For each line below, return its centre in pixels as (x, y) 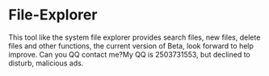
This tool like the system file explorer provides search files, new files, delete (134, 37)
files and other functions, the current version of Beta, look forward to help (131, 45)
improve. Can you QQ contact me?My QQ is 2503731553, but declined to (129, 54)
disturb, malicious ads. (46, 63)
